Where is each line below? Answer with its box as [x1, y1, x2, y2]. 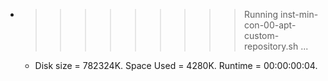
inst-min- [279, 9, 319, 20]
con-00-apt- [243, 19, 297, 31]
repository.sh [243, 40, 299, 52]
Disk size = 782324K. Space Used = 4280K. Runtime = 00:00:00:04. [34, 60, 318, 71]
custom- [243, 30, 280, 41]
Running [243, 9, 279, 20]
